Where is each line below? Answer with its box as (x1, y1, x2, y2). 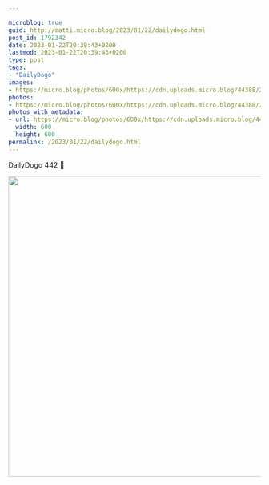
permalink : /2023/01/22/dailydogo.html (8, 138, 142, 146)
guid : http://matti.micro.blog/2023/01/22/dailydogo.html (8, 26, 206, 34)
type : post (8, 56, 45, 64)
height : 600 (15, 131, 56, 139)
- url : (8, 115, 30, 124)
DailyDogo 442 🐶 (8, 160, 65, 169)
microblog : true (8, 18, 62, 26)
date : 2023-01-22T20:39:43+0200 (8, 41, 116, 49)
